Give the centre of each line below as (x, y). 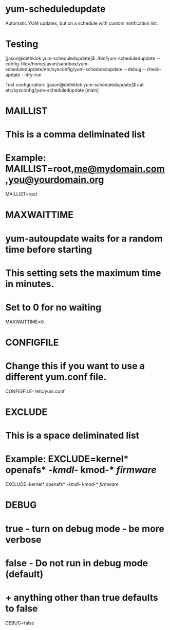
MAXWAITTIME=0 (25, 322)
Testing (22, 44)
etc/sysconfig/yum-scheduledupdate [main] (52, 90)
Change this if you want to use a (75, 366)
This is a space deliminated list (72, 436)
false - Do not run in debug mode (77, 563)
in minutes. (30, 284)
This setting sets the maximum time (83, 273)
